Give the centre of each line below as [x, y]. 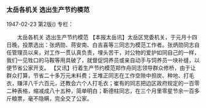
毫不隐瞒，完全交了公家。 [60, 99]
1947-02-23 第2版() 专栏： [40, 24]
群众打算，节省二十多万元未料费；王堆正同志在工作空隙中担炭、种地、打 [97, 75]
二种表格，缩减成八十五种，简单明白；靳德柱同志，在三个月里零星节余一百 [100, 91]
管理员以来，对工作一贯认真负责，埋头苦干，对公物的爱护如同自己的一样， [105, 53]
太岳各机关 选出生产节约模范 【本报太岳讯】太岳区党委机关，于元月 [102, 37]
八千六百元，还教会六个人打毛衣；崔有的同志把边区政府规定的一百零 [113, 83]
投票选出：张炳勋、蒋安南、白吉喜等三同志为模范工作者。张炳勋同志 [108, 45]
